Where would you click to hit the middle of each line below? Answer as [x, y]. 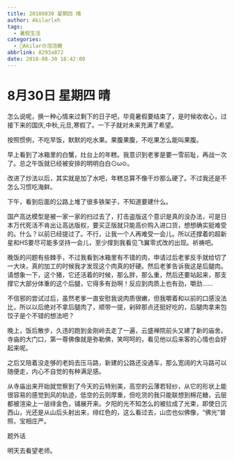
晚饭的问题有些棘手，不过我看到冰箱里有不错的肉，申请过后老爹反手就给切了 [117, 257]
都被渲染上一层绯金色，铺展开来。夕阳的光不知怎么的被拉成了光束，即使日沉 [117, 403]
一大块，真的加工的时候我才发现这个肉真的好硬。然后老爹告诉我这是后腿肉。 [117, 266]
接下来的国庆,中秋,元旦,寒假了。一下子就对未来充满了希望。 [92, 125]
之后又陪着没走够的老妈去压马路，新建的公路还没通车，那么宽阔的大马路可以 [117, 362]
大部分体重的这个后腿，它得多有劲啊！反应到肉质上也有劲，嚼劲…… [116, 283]
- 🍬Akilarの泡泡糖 [38, 46]
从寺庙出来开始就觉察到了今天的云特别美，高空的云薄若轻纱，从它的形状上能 [117, 386]
